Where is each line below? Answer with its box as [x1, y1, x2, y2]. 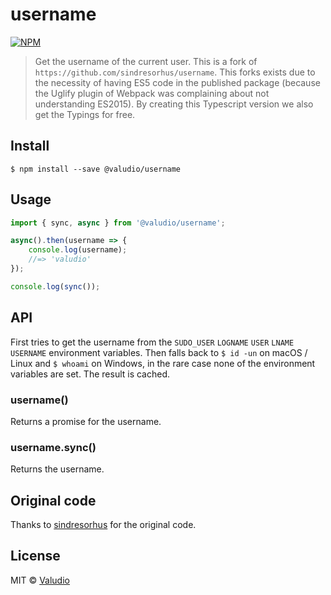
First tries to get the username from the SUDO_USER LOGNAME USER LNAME [10, 336, 295, 348]
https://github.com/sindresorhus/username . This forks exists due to [34, 66, 316, 78]
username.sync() [10, 440, 97, 454]
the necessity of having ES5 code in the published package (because [34, 76, 321, 88]
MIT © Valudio [10, 574, 70, 586]
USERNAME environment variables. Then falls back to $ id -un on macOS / [10, 346, 308, 358]
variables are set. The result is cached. [10, 368, 171, 380]
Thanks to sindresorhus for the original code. [10, 519, 197, 531]
